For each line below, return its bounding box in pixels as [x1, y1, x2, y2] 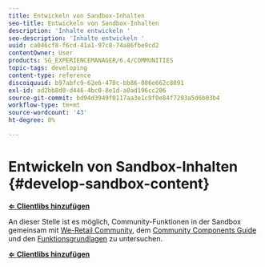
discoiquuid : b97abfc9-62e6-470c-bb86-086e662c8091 [8, 79, 184, 87]
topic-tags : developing [8, 64, 88, 72]
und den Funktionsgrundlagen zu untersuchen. [8, 233, 163, 243]
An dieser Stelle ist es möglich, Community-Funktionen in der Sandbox [8, 216, 242, 226]
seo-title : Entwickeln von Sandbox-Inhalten [8, 19, 159, 27]
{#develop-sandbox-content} [8, 175, 211, 193]
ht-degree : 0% [8, 116, 56, 124]
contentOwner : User [8, 49, 74, 57]
